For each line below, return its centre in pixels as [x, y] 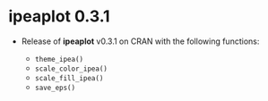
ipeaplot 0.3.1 [59, 17]
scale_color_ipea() [71, 69]
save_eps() [55, 88]
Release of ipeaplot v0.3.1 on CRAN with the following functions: [140, 41]
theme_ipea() [59, 59]
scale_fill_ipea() [69, 78]
